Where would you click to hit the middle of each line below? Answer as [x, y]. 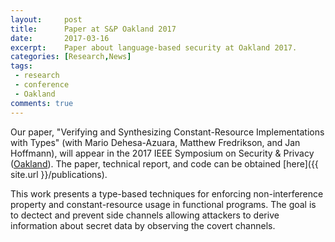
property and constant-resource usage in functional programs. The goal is [163, 204]
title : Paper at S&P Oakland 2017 [93, 29]
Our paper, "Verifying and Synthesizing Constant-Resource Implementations [167, 132]
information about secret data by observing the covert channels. [143, 225]
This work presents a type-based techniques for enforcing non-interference [167, 193]
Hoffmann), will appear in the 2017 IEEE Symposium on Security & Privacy [162, 153]
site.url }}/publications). [59, 174]
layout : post [46, 19]
